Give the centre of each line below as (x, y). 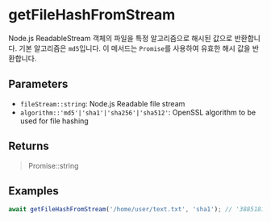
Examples (33, 191)
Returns (29, 146)
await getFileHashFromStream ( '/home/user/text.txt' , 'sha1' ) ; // (120, 210)
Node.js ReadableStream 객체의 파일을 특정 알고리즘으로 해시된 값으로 (121, 38)
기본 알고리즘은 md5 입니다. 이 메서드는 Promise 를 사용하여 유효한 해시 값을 (135, 48)
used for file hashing (54, 121)
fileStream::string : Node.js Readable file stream (102, 103)
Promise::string (53, 165)
